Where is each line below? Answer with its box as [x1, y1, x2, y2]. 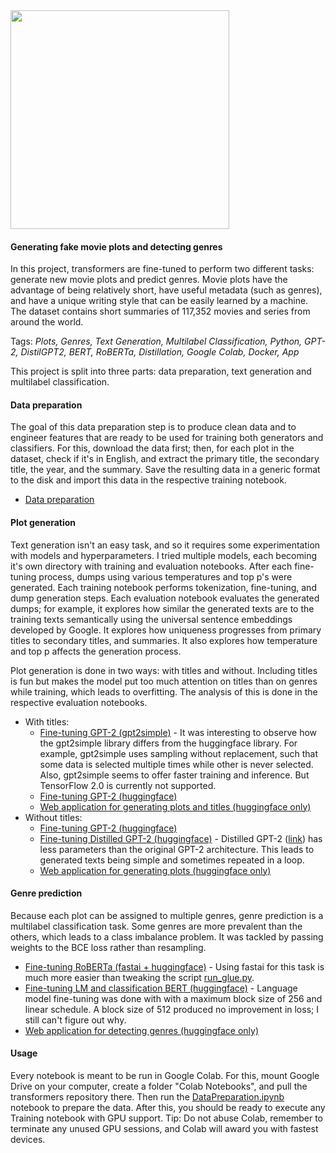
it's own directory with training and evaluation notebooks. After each [10, 560, 293, 572]
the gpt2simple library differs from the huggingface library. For [39, 737, 298, 749]
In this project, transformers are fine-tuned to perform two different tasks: [10, 263, 315, 275]
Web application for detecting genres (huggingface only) [24, 1024, 260, 1036]
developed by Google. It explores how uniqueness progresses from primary [10, 624, 322, 636]
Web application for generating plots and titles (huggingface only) [39, 800, 312, 813]
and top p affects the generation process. [10, 645, 182, 657]
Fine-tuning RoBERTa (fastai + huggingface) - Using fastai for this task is [24, 960, 325, 973]
